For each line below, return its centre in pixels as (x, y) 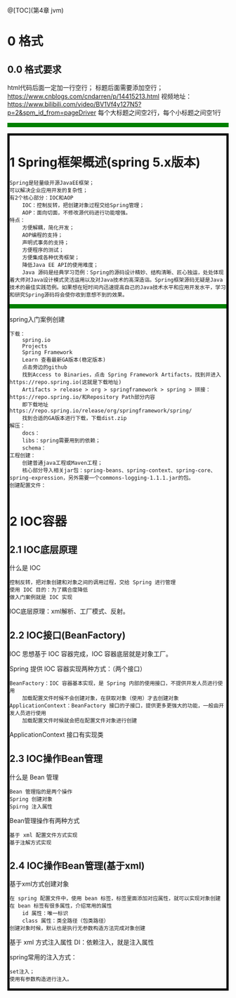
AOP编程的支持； (42, 235)
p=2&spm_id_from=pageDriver (52, 112)
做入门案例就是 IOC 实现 (41, 597)
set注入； (22, 972)
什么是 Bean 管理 (34, 777)
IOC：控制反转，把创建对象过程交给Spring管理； (84, 205)
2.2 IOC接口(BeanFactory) (68, 635)
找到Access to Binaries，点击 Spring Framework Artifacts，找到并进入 (122, 374)
